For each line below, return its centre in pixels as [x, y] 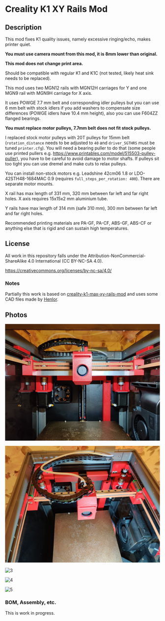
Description [23, 27]
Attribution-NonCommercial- [117, 256]
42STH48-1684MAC [26, 178]
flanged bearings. [23, 118]
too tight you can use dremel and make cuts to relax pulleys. [66, 164]
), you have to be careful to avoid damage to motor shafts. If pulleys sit [88, 158]
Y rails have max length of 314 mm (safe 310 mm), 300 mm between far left [81, 208]
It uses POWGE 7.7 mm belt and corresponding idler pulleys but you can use [82, 103]
